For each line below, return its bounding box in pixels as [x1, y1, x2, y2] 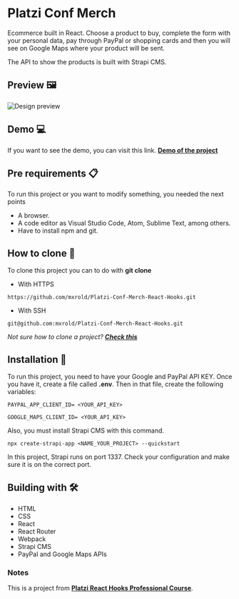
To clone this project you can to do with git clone [7, 266, 152, 275]
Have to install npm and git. [17, 226, 98, 235]
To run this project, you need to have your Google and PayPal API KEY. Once [7, 373, 233, 381]
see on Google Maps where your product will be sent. [7, 44, 166, 52]
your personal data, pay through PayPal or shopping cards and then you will [7, 36, 230, 44]
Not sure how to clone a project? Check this [7, 333, 138, 341]
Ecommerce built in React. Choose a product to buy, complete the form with [7, 29, 230, 37]
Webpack [17, 534, 46, 543]
